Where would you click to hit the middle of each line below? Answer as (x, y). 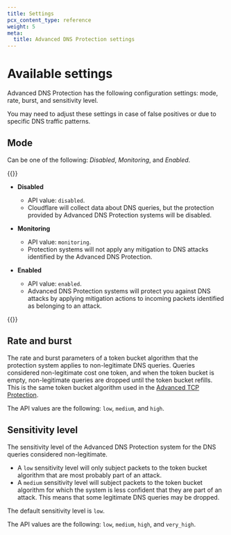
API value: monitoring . (59, 242)
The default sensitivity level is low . (56, 511)
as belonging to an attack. (65, 306)
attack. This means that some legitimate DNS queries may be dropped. (118, 497)
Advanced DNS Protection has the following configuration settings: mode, (113, 93)
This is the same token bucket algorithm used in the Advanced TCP (103, 387)
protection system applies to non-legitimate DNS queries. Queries (101, 365)
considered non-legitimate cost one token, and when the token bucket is (111, 372)
